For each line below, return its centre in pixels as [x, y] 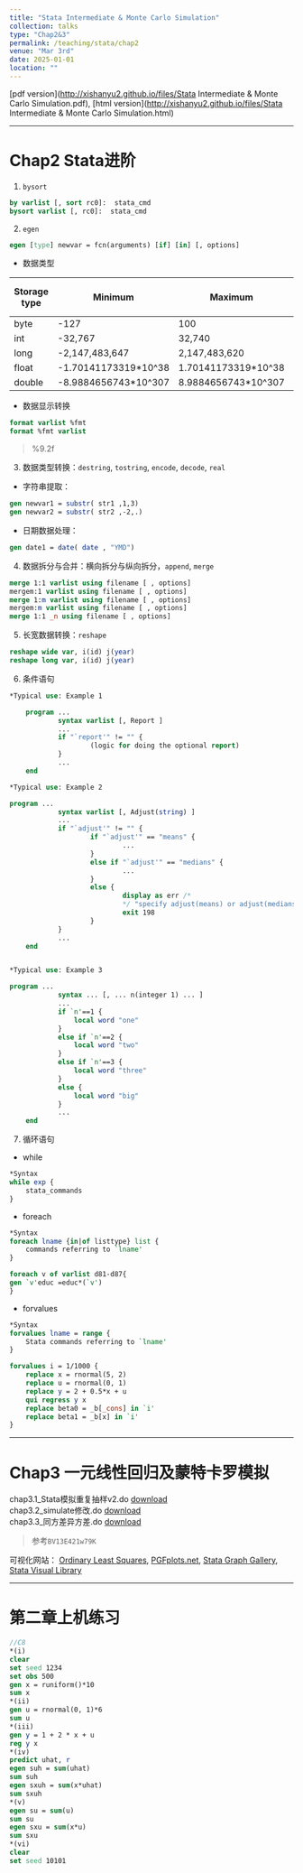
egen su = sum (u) [42, 1811]
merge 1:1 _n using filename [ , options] [90, 617]
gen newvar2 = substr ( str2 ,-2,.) [76, 512]
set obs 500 [32, 1676]
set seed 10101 [38, 1860]
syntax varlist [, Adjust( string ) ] [126, 812]
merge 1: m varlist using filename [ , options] [101, 600]
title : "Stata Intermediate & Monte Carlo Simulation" [115, 18]
